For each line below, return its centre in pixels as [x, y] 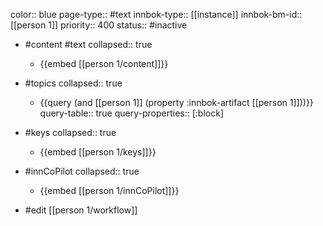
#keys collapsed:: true [70, 132]
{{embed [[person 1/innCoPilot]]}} [109, 190]
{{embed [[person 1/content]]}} [104, 63]
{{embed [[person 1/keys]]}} [98, 152]
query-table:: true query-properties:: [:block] [132, 113]
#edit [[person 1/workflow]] [81, 210]
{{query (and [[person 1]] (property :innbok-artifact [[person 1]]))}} [176, 102]
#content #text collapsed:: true [88, 44]
